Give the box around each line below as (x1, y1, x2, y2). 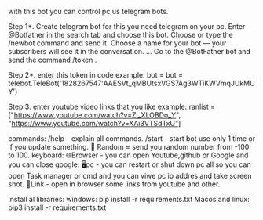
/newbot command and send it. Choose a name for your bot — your (8, 38, 227, 48)
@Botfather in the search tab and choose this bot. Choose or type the (8, 31, 233, 39)
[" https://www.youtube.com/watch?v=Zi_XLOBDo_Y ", (8, 110, 181, 120)
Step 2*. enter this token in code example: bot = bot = (8, 70, 183, 79)
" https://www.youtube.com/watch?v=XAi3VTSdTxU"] (8, 119, 181, 128)
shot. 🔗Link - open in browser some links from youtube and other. (8, 179, 221, 189)
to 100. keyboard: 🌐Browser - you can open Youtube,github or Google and (8, 150, 249, 160)
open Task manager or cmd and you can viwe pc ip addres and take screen (8, 171, 253, 180)
